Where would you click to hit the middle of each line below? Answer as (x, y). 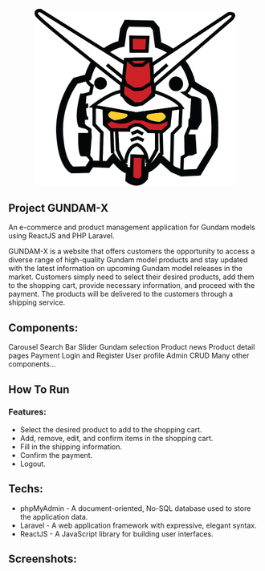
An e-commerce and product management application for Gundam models (132, 227)
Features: (27, 412)
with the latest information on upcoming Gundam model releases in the (126, 269)
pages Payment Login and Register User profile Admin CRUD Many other (129, 356)
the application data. (54, 516)
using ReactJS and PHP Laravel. (61, 236)
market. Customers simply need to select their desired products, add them (131, 277)
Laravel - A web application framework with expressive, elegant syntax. (138, 525)
